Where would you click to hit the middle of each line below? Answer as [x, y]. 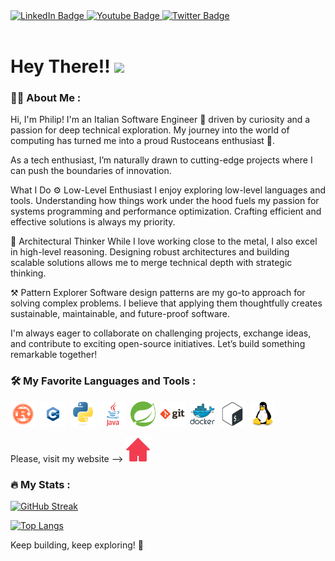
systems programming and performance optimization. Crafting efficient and [166, 211]
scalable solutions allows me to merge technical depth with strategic [151, 263]
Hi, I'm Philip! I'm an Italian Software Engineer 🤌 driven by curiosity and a [160, 120]
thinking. [28, 273]
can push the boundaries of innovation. [91, 171]
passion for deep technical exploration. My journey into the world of [150, 130]
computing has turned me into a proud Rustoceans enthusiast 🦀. [143, 141]
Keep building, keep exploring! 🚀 [77, 545]
